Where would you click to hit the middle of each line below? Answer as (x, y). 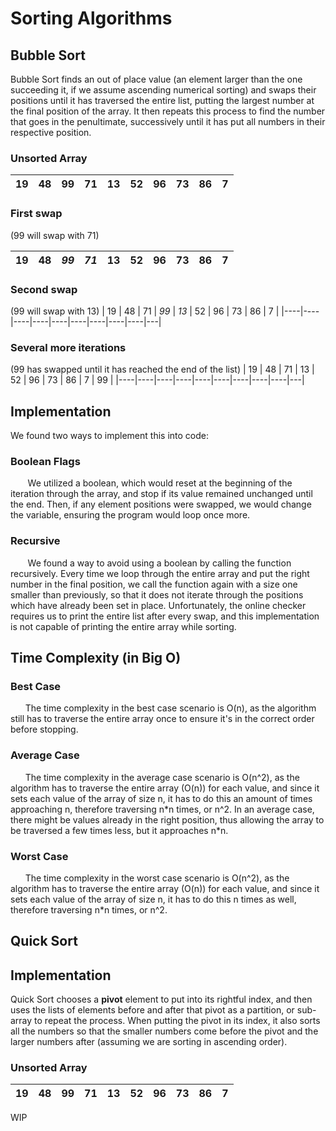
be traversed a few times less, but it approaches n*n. (119, 830)
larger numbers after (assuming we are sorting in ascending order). (149, 1042)
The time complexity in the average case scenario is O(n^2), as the (162, 777)
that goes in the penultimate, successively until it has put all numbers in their (168, 121)
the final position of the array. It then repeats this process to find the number (168, 111)
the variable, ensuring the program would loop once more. (130, 515)
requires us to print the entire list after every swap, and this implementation (165, 616)
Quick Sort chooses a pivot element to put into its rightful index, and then (161, 999)
